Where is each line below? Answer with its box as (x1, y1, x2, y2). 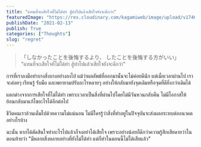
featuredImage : (6, 14, 44, 20)
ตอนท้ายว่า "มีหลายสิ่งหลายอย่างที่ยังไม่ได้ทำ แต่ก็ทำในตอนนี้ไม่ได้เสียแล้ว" (6, 135, 151, 142)
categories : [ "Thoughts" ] (6, 31, 71, 37)
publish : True (6, 25, 42, 32)
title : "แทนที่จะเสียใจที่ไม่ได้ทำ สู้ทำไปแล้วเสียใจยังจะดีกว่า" (6, 8, 117, 15)
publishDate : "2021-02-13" (6, 20, 74, 26)
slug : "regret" (6, 36, 44, 42)
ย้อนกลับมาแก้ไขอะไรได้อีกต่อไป (6, 98, 69, 105)
